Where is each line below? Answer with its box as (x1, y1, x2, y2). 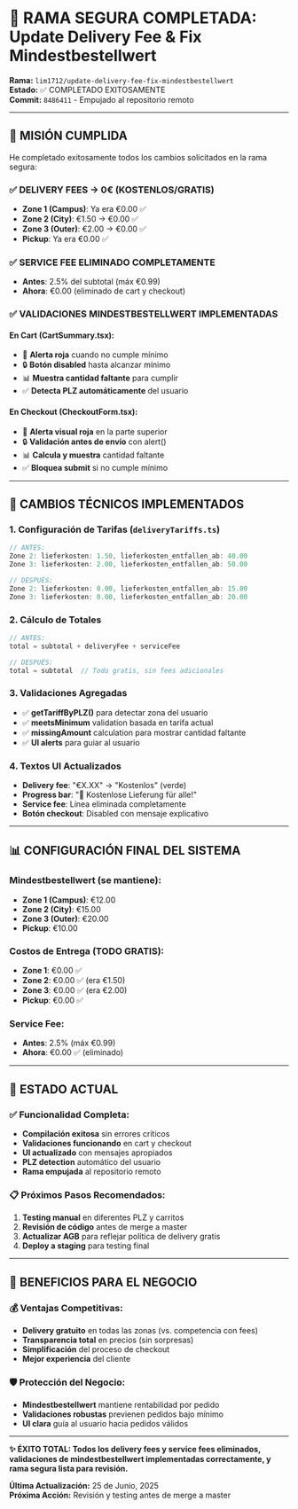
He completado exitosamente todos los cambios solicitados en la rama (9, 152, 268, 162)
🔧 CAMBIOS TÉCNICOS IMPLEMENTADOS (9, 496, 245, 512)
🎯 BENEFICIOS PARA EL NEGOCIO (9, 1274, 198, 1289)
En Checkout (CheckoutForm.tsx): (9, 407, 138, 418)
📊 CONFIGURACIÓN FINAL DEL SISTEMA (9, 843, 241, 858)
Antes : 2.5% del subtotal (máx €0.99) (21, 277, 161, 287)
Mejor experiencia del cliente (21, 1353, 131, 1364)
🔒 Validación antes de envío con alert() (21, 436, 167, 447)
